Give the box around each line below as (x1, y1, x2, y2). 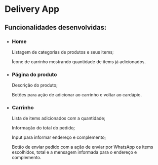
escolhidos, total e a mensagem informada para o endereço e (11, 149, 137, 155)
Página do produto (11, 71, 57, 78)
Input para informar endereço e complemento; (11, 134, 106, 140)
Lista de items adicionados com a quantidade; (11, 115, 106, 122)
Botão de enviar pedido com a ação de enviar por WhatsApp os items (11, 144, 154, 150)
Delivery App (4, 3, 60, 15)
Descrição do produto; (11, 82, 58, 88)
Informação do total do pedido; (11, 125, 75, 131)
